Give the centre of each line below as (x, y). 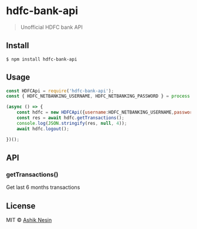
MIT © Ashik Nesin (29, 220)
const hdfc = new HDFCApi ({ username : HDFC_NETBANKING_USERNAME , (96, 112)
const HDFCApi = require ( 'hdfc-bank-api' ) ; (60, 91)
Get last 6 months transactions (43, 187)
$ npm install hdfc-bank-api (42, 59)
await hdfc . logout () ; (43, 129)
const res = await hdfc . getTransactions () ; (71, 118)
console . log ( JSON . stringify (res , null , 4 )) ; (72, 123)
